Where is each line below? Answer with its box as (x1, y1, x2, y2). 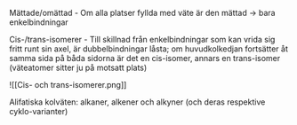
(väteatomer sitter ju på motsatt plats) (9, 62, 148, 73)
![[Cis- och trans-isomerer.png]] (9, 80, 127, 90)
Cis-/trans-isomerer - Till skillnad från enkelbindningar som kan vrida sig (9, 35, 276, 44)
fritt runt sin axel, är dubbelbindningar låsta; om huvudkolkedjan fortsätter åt (9, 43, 289, 54)
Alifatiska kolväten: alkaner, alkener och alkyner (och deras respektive (9, 97, 266, 107)
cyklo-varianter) (9, 106, 68, 116)
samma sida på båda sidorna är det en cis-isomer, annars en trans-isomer (9, 53, 281, 63)
